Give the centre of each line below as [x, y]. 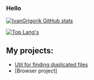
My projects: [30, 51]
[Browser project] [36, 71]
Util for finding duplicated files [51, 65]
